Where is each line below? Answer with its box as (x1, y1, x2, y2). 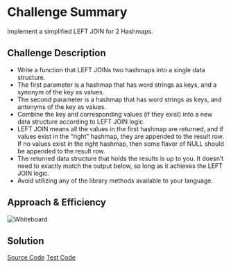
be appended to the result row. (17, 146, 105, 155)
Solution (7, 235, 44, 246)
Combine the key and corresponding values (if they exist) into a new (17, 110, 213, 118)
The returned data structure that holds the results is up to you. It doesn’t (17, 154, 224, 162)
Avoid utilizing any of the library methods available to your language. (17, 176, 214, 185)
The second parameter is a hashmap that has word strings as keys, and (17, 95, 222, 103)
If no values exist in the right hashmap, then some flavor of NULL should (17, 140, 224, 148)
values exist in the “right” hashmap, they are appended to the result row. (17, 132, 224, 140)
